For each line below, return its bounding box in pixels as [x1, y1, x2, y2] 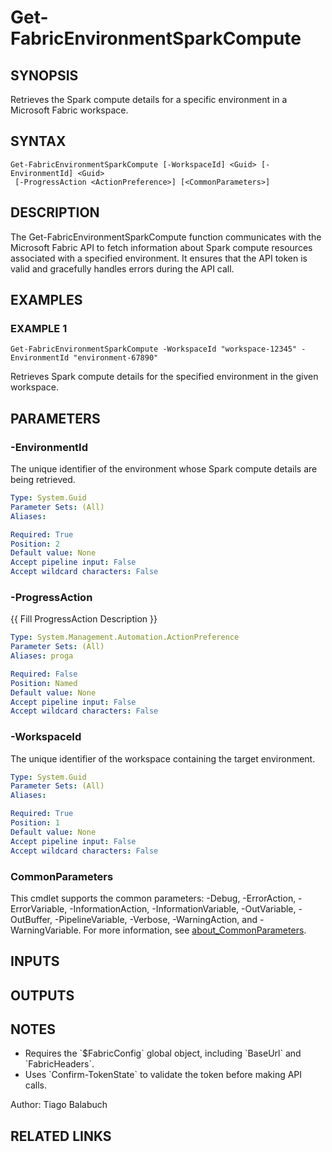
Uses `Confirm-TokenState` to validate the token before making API [24, 1069, 303, 1081]
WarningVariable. [10, 924, 82, 936]
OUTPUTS [10, 987, 75, 1004]
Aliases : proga [10, 651, 74, 661]
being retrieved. [10, 474, 76, 485]
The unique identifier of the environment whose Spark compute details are [10, 463, 318, 475]
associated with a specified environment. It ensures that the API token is [10, 252, 308, 264]
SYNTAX [10, 133, 67, 150]
